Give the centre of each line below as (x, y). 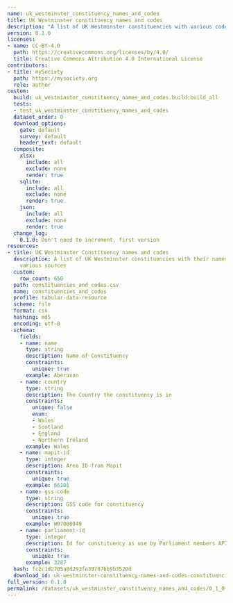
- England (46, 433)
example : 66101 (48, 485)
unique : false (52, 408)
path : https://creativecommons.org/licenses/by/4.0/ (91, 53)
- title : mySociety (35, 72)
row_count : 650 (42, 279)
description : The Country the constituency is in (98, 395)
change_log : (31, 233)
